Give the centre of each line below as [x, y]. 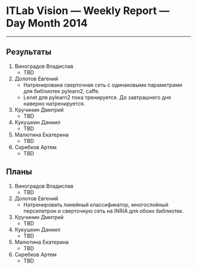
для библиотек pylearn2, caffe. [62, 91]
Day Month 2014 [47, 23]
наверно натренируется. [54, 103]
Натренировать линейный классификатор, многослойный [96, 205]
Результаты [29, 52]
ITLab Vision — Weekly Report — [88, 11]
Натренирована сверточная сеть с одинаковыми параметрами [103, 85]
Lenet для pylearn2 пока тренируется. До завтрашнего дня [97, 97]
